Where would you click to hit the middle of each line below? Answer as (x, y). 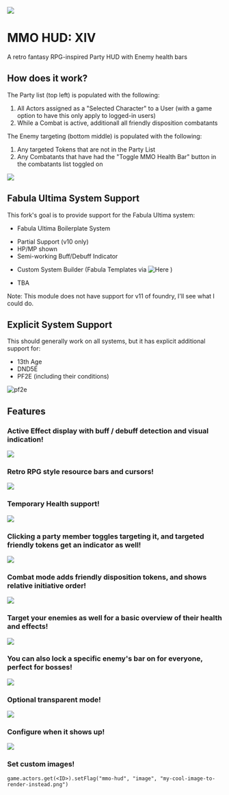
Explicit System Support (60, 325)
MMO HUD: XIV (52, 38)
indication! (25, 439)
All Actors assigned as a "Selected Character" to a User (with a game (114, 108)
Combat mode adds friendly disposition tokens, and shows (107, 577)
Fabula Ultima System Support (73, 199)
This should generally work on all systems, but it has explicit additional (106, 341)
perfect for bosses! (40, 667)
